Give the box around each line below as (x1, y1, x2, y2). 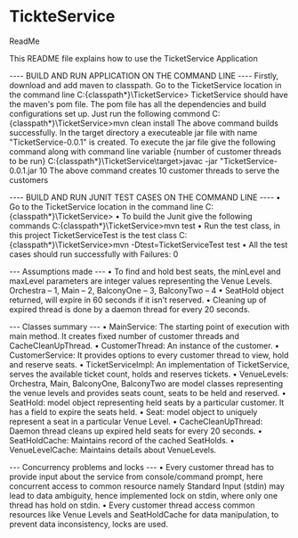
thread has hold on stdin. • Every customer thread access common (9, 500, 255, 510)
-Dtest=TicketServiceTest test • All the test (130, 239, 288, 250)
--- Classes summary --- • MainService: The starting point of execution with (9, 321, 290, 332)
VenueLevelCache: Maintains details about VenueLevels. (9, 444, 217, 455)
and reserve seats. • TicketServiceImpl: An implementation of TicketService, (9, 359, 290, 369)
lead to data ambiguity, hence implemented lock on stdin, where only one (9, 490, 278, 501)
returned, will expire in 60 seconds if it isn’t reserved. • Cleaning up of (9, 294, 267, 305)
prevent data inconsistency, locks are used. (9, 518, 169, 529)
